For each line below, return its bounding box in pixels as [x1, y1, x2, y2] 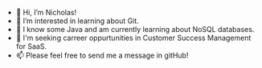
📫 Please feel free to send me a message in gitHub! [15, 50, 189, 60]
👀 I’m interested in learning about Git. [15, 16, 139, 26]
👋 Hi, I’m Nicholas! [15, 8, 77, 17]
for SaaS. [15, 42, 47, 51]
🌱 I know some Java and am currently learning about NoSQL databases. [15, 25, 255, 34]
